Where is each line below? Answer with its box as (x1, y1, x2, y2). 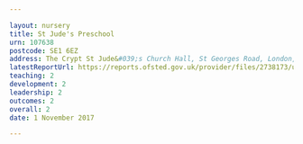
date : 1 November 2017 (9, 113, 95, 122)
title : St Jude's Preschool (9, 29, 115, 39)
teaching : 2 (9, 71, 54, 81)
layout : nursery (9, 21, 70, 30)
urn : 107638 (9, 38, 54, 47)
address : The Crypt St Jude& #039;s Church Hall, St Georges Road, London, (9, 55, 297, 64)
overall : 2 (9, 104, 50, 113)
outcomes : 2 (9, 96, 54, 105)
